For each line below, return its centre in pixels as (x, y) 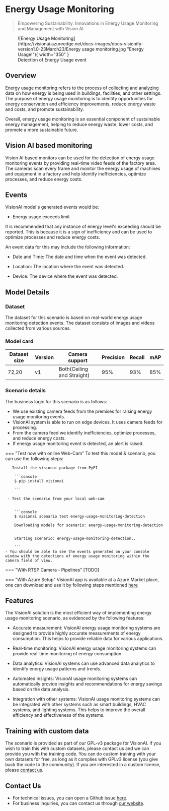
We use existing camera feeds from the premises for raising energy (82, 411)
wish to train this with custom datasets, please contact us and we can (77, 748)
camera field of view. (29, 560)
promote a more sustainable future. (42, 130)
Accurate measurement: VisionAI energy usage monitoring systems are (86, 628)
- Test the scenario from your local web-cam (56, 498)
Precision (113, 357)
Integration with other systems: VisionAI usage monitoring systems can (86, 699)
